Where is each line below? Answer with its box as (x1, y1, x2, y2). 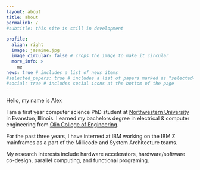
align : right (11, 42, 44, 48)
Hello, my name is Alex (6, 97, 62, 104)
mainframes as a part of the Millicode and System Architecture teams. (6, 139, 178, 146)
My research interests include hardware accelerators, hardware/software (6, 150, 186, 158)
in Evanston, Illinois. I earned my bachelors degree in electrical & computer (6, 115, 190, 122)
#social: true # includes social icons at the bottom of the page (6, 81, 174, 86)
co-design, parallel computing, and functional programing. (6, 157, 149, 164)
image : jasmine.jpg (11, 47, 60, 54)
